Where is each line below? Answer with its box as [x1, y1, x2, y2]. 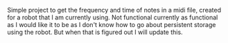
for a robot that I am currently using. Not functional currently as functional [7, 13, 218, 21]
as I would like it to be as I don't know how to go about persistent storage [7, 21, 216, 28]
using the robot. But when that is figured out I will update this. [7, 28, 183, 36]
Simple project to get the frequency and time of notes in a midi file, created [7, 6, 222, 14]
